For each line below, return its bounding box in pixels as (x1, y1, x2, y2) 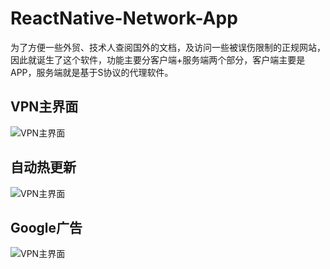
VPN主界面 (10, 98, 79, 116)
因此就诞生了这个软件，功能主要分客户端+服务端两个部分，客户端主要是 (10, 53, 306, 66)
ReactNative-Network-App (10, 7, 238, 30)
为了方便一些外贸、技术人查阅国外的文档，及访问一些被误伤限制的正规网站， (10, 41, 326, 53)
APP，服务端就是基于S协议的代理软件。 (10, 66, 174, 78)
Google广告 (10, 219, 83, 236)
